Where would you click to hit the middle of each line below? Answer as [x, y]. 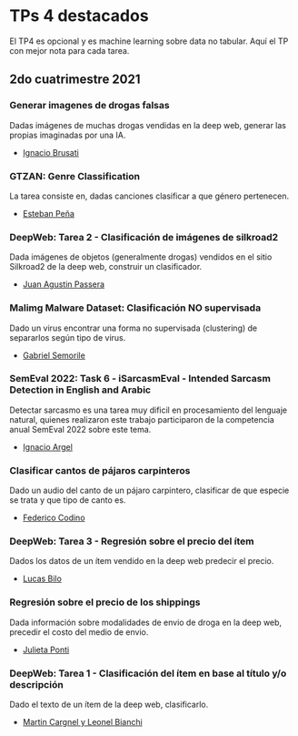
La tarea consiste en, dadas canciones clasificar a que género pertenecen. [149, 196]
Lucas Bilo [42, 578]
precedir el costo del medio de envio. [79, 632]
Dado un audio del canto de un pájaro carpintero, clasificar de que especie [149, 491]
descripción [36, 684]
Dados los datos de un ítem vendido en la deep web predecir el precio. [142, 561]
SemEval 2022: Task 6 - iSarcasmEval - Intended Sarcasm [140, 379]
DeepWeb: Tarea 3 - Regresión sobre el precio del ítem [132, 541]
